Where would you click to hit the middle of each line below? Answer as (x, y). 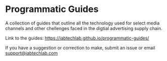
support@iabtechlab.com (32, 53)
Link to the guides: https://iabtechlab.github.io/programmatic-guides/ (77, 38)
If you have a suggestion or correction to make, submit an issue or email (80, 47)
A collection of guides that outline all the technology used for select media (82, 23)
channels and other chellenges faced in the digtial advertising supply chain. (84, 28)
